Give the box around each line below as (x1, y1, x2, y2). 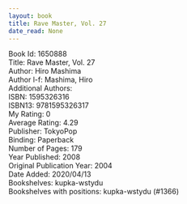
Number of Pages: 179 (8, 143, 83, 154)
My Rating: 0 (8, 109, 51, 119)
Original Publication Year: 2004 (8, 161, 113, 171)
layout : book (8, 11, 53, 20)
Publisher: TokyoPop (8, 126, 78, 136)
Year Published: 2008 (8, 152, 81, 162)
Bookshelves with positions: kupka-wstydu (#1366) (8, 187, 180, 197)
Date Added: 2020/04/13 (8, 169, 91, 179)
